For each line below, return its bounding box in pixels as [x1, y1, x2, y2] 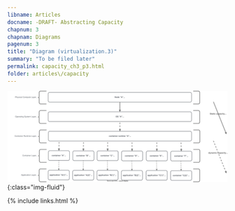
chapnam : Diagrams [7, 34, 61, 41]
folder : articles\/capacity [7, 70, 90, 77]
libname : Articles [7, 11, 61, 18]
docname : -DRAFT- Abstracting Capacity [7, 18, 124, 26]
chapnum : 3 [7, 26, 39, 33]
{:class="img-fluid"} [7, 183, 65, 191]
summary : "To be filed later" [7, 56, 96, 63]
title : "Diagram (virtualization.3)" [7, 48, 117, 55]
